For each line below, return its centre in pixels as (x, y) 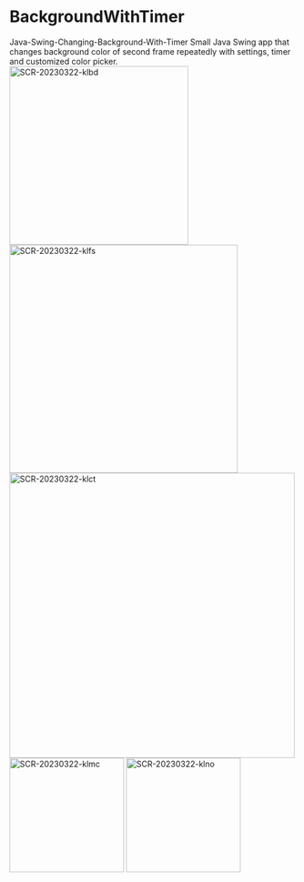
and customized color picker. (64, 61)
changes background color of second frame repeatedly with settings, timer (150, 51)
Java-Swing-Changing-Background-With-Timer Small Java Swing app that (149, 42)
